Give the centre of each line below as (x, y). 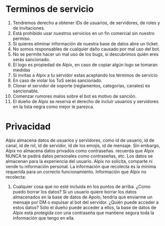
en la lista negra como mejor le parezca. (53, 107)
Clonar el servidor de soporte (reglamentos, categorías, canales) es (81, 85)
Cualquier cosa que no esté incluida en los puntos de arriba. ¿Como (82, 187)
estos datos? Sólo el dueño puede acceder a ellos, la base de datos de (84, 207)
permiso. (22, 38)
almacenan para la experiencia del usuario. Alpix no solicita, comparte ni (79, 161)
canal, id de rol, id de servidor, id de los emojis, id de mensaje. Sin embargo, (83, 145)
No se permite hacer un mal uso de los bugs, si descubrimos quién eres (86, 54)
